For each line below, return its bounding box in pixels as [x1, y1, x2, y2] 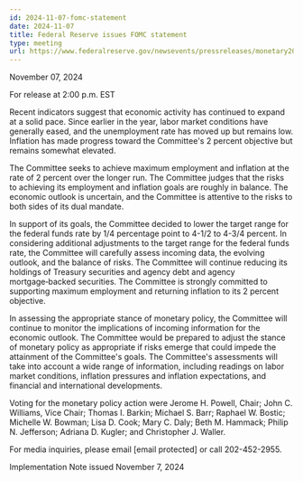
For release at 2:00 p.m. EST [9, 90, 115, 100]
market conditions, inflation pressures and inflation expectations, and [9, 371, 267, 382]
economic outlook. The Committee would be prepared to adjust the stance [9, 332, 286, 344]
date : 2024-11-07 [9, 22, 75, 31]
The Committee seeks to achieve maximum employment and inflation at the [9, 163, 290, 174]
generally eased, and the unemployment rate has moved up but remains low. [9, 126, 294, 137]
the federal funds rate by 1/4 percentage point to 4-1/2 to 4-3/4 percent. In [9, 228, 287, 240]
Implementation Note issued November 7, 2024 [9, 462, 185, 473]
